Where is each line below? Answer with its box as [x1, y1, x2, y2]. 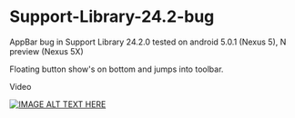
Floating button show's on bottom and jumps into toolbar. [9, 64, 224, 74]
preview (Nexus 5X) [9, 45, 84, 56]
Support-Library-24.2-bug [9, 6, 215, 27]
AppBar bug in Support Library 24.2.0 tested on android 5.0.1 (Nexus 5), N [9, 36, 287, 47]
